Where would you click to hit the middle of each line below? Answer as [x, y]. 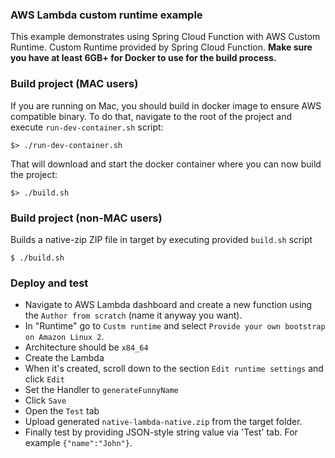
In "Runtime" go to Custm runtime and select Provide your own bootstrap [175, 326]
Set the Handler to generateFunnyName [101, 390]
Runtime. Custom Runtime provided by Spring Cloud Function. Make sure [161, 47]
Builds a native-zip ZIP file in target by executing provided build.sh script [161, 239]
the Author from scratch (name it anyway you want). [133, 315]
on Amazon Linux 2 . [64, 337]
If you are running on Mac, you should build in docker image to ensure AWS [166, 105]
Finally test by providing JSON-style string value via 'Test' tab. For [161, 432]
